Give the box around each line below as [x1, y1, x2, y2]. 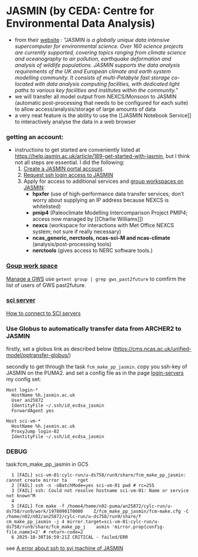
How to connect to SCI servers [6, 310, 81, 317]
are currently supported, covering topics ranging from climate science [14, 49, 186, 56]
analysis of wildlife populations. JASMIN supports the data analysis [14, 61, 180, 69]
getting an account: [6, 133, 64, 141]
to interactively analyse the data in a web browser [14, 118, 136, 125]
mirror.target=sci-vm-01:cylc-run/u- [67, 519, 160, 525]
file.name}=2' [6, 529, 41, 535]
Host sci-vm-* [6, 418, 41, 424]
